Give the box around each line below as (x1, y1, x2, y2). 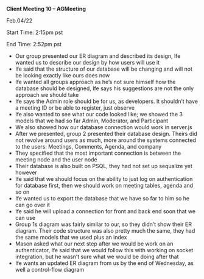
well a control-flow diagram (15, 266, 85, 273)
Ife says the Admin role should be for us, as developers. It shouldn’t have (15, 97, 198, 105)
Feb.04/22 (6, 17, 33, 24)
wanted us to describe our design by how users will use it (15, 59, 160, 66)
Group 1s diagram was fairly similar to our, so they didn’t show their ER (15, 221, 192, 228)
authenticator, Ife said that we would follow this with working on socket (15, 247, 194, 253)
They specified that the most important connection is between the (15, 149, 181, 157)
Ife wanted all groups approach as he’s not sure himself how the (15, 79, 176, 85)
